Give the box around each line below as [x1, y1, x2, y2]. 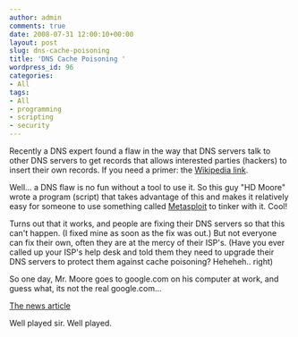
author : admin [9, 13, 63, 22]
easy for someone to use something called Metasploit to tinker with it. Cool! [9, 201, 288, 211]
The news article [9, 300, 72, 311]
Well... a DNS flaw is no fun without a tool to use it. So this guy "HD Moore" [9, 182, 286, 192]
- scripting [9, 113, 54, 122]
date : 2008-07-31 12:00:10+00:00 [9, 29, 134, 38]
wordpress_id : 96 [9, 63, 74, 72]
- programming [9, 105, 63, 114]
